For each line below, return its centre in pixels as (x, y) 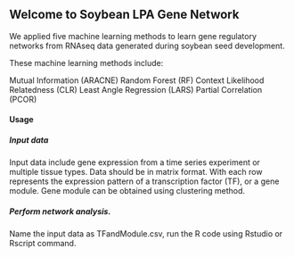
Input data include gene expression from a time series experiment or (135, 162)
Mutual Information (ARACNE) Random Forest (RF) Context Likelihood (137, 80)
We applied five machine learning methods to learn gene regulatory (133, 36)
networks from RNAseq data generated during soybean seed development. (147, 46)
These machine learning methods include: (86, 62)
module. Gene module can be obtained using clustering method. (127, 191)
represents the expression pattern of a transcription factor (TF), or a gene (144, 181)
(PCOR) (23, 99)
